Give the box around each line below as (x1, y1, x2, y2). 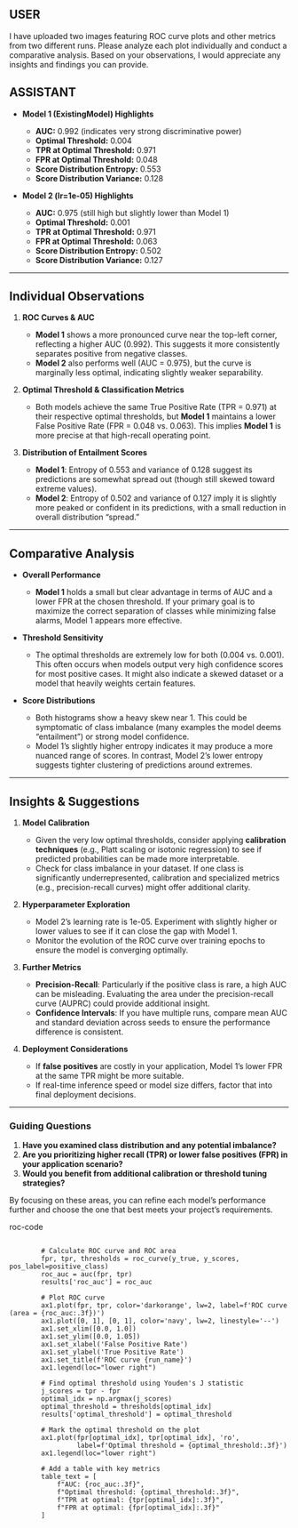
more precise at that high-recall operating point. (35, 430, 211, 441)
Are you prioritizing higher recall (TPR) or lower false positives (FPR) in (21, 1149, 288, 1160)
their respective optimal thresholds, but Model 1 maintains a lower (35, 411, 277, 422)
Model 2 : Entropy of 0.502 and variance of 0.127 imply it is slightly (35, 493, 277, 503)
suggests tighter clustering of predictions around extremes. (35, 760, 253, 770)
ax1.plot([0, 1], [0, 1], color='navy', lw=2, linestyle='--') (41, 1316, 279, 1326)
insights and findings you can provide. (9, 59, 149, 69)
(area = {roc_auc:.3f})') (9, 1309, 105, 1318)
